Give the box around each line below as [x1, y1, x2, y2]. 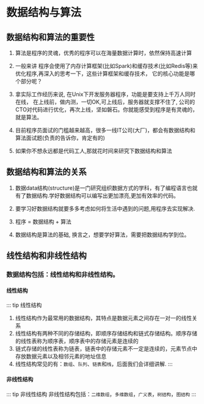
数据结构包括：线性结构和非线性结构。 [6, 271, 119, 279]
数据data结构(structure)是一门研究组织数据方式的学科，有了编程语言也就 [15, 184, 198, 192]
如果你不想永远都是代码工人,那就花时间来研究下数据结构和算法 [15, 148, 172, 154]
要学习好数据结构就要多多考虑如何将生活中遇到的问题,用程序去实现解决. [15, 204, 195, 212]
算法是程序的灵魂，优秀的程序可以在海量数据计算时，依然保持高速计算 [15, 50, 192, 56]
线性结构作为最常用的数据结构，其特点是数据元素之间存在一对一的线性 [15, 315, 192, 322]
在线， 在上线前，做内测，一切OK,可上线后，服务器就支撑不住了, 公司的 [15, 99, 195, 105]
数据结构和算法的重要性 [6, 32, 95, 42]
